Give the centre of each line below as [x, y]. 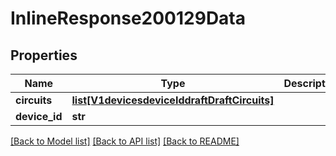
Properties [44, 55]
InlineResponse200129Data [128, 18]
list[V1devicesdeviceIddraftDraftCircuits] [173, 100]
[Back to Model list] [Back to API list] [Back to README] [125, 141]
